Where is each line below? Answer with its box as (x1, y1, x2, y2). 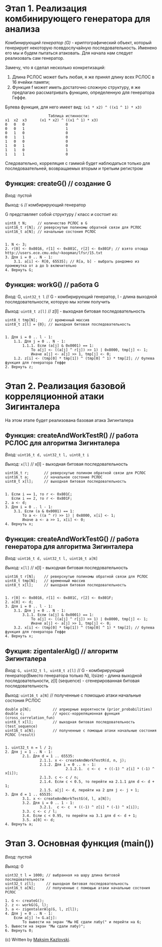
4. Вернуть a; (5, 822, 34, 826)
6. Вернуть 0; (5, 928, 34, 933)
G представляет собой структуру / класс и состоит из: (5, 211, 118, 217)
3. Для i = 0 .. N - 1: (5, 255, 53, 260)
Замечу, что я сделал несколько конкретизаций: (5, 64, 105, 70)
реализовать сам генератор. (5, 55, 64, 61)
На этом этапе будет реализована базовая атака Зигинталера (5, 417, 134, 423)
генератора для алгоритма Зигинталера (5, 543, 134, 551)
